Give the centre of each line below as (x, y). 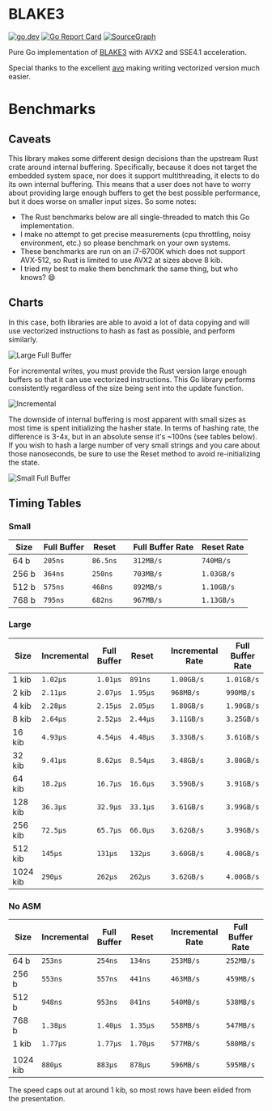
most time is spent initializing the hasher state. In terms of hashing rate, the (134, 428)
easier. (19, 76)
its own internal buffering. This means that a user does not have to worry (130, 184)
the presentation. (37, 1099)
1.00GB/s (187, 679)
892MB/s (148, 587)
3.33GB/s (187, 737)
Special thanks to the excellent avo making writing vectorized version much (134, 68)
